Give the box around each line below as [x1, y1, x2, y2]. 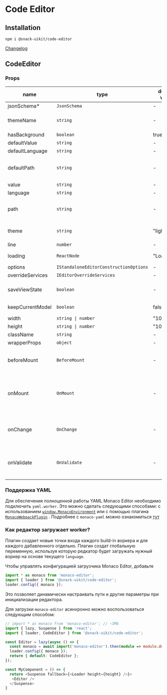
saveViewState [7, 286, 42, 293]
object [56, 340, 72, 345]
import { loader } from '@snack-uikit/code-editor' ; [5, 578, 117, 583]
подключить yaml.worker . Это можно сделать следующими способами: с [5, 503, 161, 509]
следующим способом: [5, 611, 55, 618]
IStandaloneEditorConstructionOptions [56, 264, 148, 270]
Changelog [5, 45, 28, 51]
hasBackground [7, 131, 45, 138]
